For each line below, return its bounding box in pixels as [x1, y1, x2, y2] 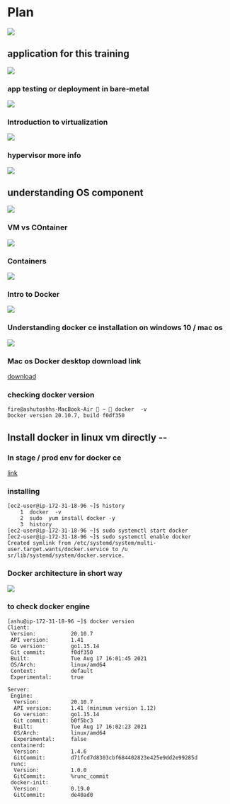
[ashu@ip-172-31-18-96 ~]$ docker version [7, 618, 134, 625]
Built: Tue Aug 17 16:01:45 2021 [10, 655, 147, 662]
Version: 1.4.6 [13, 748, 87, 755]
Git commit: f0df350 [10, 649, 93, 656]
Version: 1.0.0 [13, 766, 87, 774]
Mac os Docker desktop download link [7, 356, 142, 366]
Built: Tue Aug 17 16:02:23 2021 [13, 723, 147, 730]
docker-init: [10, 778, 50, 786]
